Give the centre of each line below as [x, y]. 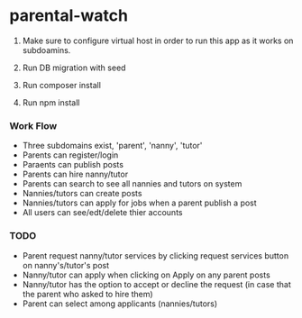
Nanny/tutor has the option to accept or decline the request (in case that [156, 284]
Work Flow [33, 125]
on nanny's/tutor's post [66, 265]
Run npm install [51, 102]
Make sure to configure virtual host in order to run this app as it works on [158, 41]
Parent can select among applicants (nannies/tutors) [120, 304]
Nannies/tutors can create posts [82, 194]
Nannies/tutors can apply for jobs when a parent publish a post [139, 203]
